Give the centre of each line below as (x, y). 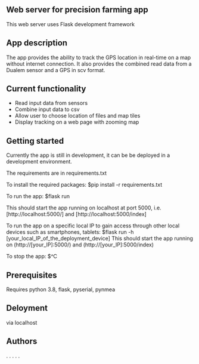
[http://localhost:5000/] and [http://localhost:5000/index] (77, 214)
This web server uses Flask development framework (71, 24)
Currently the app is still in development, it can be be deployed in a (88, 155)
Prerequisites (32, 275)
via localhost (22, 322)
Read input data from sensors (51, 103)
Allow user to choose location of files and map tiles (77, 116)
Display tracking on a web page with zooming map (77, 122)
